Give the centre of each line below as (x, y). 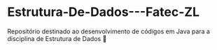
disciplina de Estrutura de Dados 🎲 (57, 38)
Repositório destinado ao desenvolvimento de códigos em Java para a (108, 31)
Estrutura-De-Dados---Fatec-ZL (103, 12)
